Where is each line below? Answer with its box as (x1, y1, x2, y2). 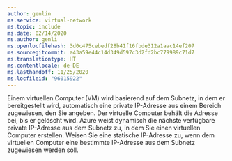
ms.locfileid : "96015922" (7, 75, 82, 82)
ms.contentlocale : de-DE (7, 62, 79, 69)
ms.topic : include (7, 23, 61, 30)
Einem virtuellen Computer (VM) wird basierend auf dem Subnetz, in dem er (7, 94, 225, 102)
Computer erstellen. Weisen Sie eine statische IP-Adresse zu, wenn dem (7, 131, 215, 139)
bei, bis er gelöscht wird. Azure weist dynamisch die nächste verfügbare (7, 116, 215, 125)
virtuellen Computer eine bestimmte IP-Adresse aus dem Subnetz (7, 139, 195, 147)
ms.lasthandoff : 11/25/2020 (7, 68, 89, 75)
